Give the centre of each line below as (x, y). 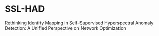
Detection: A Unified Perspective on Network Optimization (65, 28)
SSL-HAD (25, 9)
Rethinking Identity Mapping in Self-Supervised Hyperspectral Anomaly (79, 23)
